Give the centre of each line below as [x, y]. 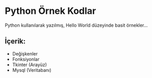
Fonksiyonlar [26, 59]
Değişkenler [25, 53]
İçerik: [15, 41]
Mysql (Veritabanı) [32, 70]
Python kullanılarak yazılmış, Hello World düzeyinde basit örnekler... [76, 25]
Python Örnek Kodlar [50, 11]
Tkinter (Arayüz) [30, 65]
